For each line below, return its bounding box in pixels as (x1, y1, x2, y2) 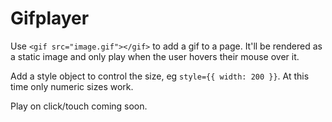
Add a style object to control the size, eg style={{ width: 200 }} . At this (10, 70, 310, 82)
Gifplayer (10, 7, 90, 30)
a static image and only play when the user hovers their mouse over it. (10, 50, 300, 62)
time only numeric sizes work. (10, 80, 134, 92)
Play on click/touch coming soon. (10, 100, 148, 112)
